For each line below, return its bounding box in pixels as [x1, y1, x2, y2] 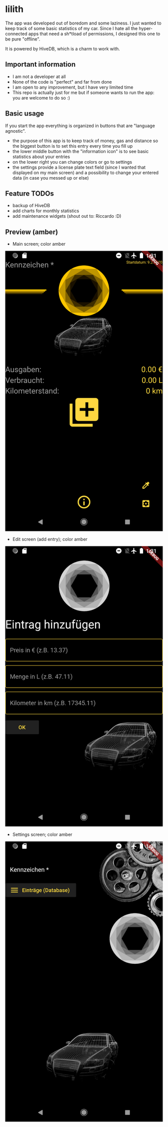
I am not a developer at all [12, 74, 66, 80]
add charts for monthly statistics [12, 208, 79, 214]
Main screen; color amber [12, 241, 66, 247]
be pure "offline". [5, 36, 40, 42]
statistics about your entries [12, 154, 70, 160]
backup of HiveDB [12, 203, 50, 209]
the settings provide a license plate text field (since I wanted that [12, 164, 146, 170]
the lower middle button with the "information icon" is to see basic [12, 148, 149, 154]
